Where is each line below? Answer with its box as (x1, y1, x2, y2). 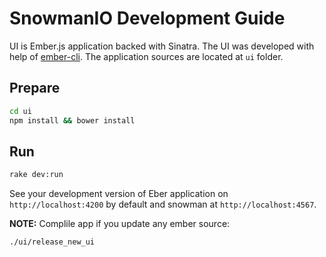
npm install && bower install (9, 115, 136, 126)
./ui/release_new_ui (9, 237, 96, 247)
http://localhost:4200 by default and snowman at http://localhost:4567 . (9, 198, 317, 211)
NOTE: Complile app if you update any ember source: (9, 218, 231, 230)
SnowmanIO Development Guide (9, 7, 286, 30)
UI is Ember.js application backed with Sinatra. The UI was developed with (9, 40, 315, 52)
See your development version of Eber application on (9, 188, 229, 200)
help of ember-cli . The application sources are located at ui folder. (9, 50, 284, 62)
